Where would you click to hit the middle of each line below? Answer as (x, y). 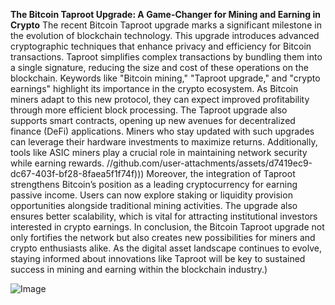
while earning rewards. (57, 163)
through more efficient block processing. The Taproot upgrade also (149, 110)
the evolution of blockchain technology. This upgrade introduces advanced (165, 35)
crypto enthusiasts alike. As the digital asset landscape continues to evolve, (166, 248)
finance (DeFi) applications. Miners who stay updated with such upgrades (162, 131)
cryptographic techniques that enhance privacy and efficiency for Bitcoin (161, 46)
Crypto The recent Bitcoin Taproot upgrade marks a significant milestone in (166, 25)
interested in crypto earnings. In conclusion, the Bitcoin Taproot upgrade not (167, 227)
